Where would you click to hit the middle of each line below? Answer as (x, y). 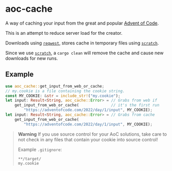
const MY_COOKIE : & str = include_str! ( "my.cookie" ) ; (63, 96)
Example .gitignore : (40, 149)
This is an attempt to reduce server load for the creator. (64, 33)
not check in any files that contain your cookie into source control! (88, 139)
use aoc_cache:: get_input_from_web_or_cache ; (55, 86)
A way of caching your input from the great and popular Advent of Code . (82, 23)
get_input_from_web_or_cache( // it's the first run (87, 105)
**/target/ (30, 159)
